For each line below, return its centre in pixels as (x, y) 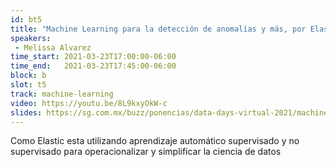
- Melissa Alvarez (53, 47)
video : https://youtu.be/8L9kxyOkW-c (89, 103)
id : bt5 (26, 19)
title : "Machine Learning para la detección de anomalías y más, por (158, 29)
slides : (26, 112)
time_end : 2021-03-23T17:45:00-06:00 (93, 66)
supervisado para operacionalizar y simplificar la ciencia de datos (146, 152)
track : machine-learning (62, 94)
